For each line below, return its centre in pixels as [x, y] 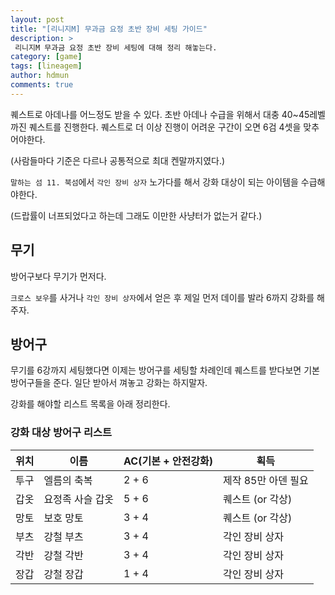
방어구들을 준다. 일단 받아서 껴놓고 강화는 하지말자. [109, 383]
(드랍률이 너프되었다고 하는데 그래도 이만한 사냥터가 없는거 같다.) [136, 215]
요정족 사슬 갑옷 [79, 499]
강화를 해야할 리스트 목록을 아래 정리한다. [90, 404]
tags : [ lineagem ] [46, 66]
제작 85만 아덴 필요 [265, 480]
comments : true [42, 85]
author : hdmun [40, 76]
